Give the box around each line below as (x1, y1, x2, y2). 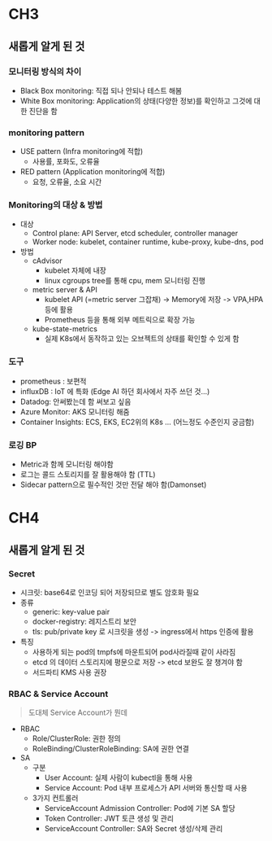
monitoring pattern (8, 127, 85, 138)
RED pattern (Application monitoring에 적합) (19, 167, 166, 177)
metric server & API (32, 285, 97, 295)
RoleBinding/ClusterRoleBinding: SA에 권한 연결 (32, 744, 189, 754)
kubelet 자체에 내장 (44, 265, 107, 275)
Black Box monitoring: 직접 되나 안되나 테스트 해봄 (19, 85, 183, 95)
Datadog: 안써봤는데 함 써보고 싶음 (19, 396, 132, 406)
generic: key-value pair (32, 607, 110, 616)
